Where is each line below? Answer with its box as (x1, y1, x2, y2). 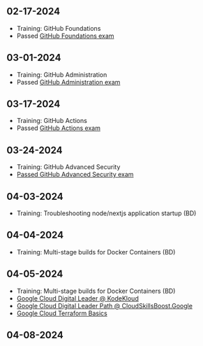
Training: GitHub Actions (16, 117, 88, 125)
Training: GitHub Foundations (16, 24, 101, 32)
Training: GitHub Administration (16, 70, 107, 79)
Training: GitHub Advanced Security (16, 163, 121, 171)
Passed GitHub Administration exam (16, 78, 121, 86)
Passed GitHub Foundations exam (16, 31, 114, 40)
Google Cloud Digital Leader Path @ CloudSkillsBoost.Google (16, 301, 193, 310)
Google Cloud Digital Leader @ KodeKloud (16, 294, 139, 303)
